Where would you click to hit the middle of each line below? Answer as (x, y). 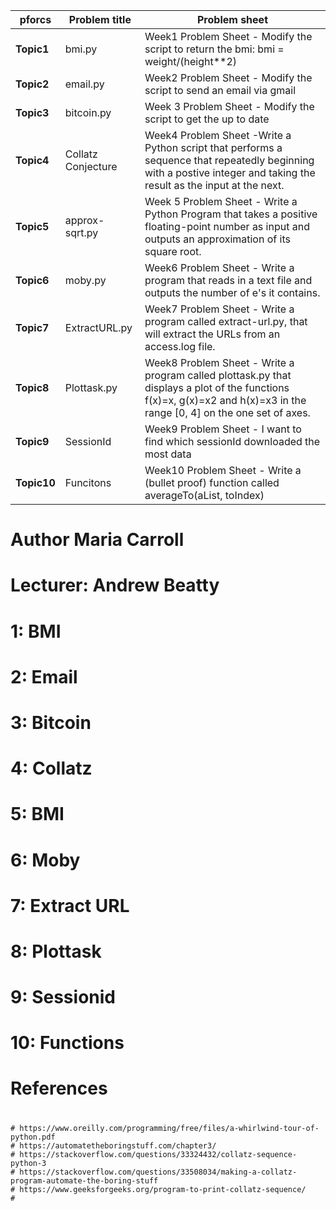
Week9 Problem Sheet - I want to (223, 429)
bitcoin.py (88, 112)
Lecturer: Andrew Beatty (115, 585)
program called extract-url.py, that (226, 321)
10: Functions (67, 1043)
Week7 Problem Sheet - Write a (219, 309)
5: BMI (37, 814)
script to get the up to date (207, 119)
